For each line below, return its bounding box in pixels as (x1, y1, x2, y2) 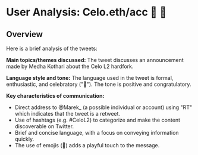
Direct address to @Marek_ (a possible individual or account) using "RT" (14, 104, 192, 111)
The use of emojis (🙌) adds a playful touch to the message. (14, 142, 160, 148)
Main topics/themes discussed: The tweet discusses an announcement (6, 57, 184, 63)
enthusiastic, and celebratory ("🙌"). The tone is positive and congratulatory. (6, 80, 191, 88)
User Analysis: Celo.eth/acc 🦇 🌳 (6, 5, 167, 19)
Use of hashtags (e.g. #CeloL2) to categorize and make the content (14, 116, 180, 123)
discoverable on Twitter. (14, 123, 74, 130)
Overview (6, 29, 43, 39)
